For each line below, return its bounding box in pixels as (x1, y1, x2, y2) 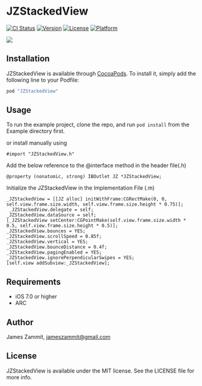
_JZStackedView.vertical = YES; (6, 239, 88, 245)
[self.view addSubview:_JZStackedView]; (6, 260, 111, 266)
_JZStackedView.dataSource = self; (6, 212, 97, 218)
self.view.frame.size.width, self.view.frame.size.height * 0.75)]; (6, 201, 184, 208)
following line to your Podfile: (6, 76, 80, 84)
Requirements (6, 276, 61, 287)
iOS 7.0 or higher (15, 293, 58, 300)
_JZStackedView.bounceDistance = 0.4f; (6, 244, 108, 251)
